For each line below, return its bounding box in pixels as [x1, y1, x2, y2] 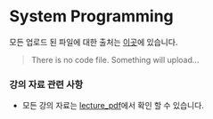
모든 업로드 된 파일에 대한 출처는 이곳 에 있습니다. [9, 36, 178, 47]
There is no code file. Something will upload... [30, 54, 200, 65]
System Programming [9, 6, 174, 27]
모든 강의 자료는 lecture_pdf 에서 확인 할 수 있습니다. [21, 100, 205, 111]
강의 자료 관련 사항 [9, 78, 84, 91]
